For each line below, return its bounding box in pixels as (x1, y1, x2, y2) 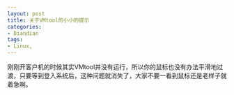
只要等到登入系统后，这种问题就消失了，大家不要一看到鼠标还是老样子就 (19, 71, 227, 80)
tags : (7, 36, 23, 43)
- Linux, (7, 43, 33, 50)
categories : (7, 23, 42, 30)
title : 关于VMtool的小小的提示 (7, 17, 90, 24)
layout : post (7, 10, 45, 17)
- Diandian (7, 29, 39, 37)
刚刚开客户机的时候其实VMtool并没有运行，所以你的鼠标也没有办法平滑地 (7, 63, 217, 71)
